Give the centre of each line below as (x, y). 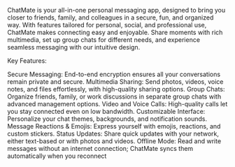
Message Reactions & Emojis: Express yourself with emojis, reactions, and (114, 126)
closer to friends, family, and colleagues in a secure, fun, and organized (111, 17)
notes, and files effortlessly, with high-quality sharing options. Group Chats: (116, 89)
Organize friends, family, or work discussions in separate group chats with (114, 96)
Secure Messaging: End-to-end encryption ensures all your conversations (114, 74)
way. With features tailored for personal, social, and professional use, (107, 25)
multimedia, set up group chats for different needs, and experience (104, 40)
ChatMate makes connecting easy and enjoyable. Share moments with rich (115, 32)
